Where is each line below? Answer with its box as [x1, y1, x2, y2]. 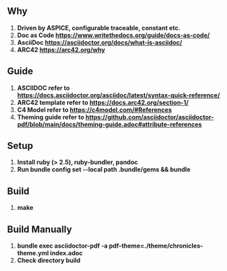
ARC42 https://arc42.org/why [16, 45, 106, 54]
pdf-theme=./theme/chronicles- [108, 241, 204, 250]
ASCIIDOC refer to [16, 84, 70, 92]
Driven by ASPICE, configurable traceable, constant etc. [16, 23, 180, 32]
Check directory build [16, 257, 81, 265]
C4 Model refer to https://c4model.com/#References [16, 106, 172, 114]
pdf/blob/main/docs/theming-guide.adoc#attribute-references [16, 120, 202, 128]
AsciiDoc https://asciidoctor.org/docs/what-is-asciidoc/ [16, 38, 182, 47]
